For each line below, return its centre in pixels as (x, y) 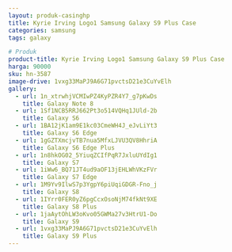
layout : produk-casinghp (49, 15)
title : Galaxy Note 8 (58, 104)
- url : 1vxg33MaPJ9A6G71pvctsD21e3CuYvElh (86, 229)
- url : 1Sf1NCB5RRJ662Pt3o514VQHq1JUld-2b (86, 111)
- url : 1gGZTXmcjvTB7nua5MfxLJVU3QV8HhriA (86, 140)
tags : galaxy (30, 38)
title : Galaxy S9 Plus (60, 236)
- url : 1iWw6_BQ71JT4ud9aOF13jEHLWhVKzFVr (86, 170)
